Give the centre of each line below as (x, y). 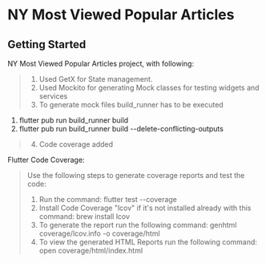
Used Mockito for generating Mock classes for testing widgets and (149, 87)
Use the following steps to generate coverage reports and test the (136, 175)
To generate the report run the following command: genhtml (138, 225)
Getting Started (47, 45)
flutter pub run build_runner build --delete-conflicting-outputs (121, 129)
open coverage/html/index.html (91, 251)
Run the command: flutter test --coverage (108, 199)
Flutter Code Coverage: (46, 160)
